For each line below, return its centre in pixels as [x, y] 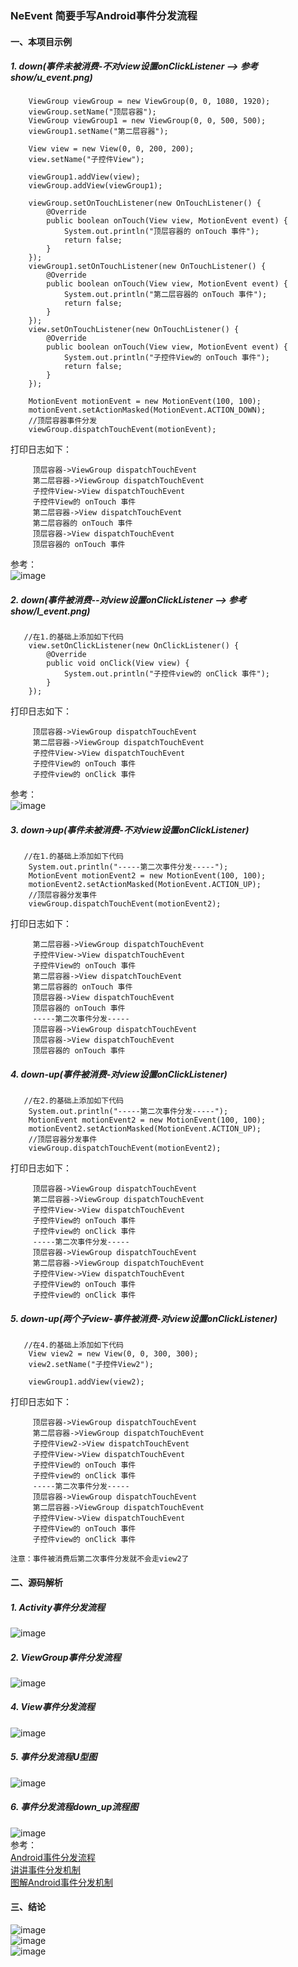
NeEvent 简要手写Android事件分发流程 [104, 15]
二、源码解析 [36, 1582]
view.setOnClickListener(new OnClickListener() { [134, 646]
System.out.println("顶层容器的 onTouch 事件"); [161, 232]
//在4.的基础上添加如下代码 [73, 1345]
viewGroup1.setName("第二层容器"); [98, 132]
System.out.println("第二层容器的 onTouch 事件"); [165, 295]
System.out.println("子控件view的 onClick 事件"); [166, 674]
